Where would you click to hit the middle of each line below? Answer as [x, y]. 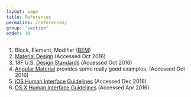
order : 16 [18, 34]
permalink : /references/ [37, 22]
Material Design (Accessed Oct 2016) [60, 56]
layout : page [22, 11]
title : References [29, 17]
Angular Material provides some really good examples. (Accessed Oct [100, 69]
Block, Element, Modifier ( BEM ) [53, 50]
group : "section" [27, 28]
